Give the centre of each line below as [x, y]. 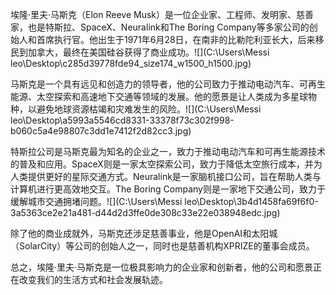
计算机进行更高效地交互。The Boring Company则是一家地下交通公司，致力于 [168, 189]
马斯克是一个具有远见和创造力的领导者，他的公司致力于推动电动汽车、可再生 [168, 84]
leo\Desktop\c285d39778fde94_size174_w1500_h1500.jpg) [131, 63]
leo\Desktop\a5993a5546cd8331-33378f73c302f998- [122, 120]
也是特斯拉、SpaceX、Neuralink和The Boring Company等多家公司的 [168, 27]
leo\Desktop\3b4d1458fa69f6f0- [251, 201]
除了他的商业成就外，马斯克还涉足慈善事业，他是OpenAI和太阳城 [144, 233]
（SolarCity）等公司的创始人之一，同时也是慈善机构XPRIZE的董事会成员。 [162, 246]
